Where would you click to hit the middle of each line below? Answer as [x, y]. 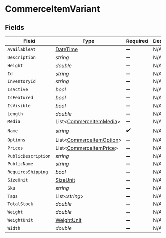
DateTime [67, 49]
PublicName [20, 164]
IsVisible [19, 105]
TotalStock [20, 204]
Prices [15, 148]
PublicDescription [29, 156]
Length [15, 114]
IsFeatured [20, 98]
